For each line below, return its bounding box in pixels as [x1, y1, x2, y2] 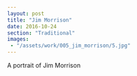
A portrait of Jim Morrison [7, 61, 81, 69]
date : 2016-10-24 [7, 23, 57, 30]
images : [7, 36, 30, 43]
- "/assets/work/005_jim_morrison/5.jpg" [10, 42, 131, 49]
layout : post [7, 10, 45, 17]
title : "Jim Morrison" [7, 17, 72, 23]
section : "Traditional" [7, 29, 76, 37]
